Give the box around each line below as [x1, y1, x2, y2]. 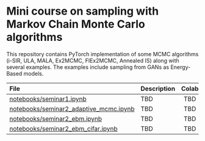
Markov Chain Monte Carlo [6, 17, 145, 31]
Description [140, 84, 176, 93]
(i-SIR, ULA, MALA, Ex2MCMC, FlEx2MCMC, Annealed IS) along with [6, 57, 180, 64]
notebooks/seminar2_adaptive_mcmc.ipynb [9, 104, 135, 113]
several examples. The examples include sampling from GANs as [6, 63, 170, 71]
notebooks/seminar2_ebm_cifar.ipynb [9, 124, 118, 132]
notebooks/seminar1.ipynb [9, 95, 87, 103]
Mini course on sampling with [6, 4, 159, 18]
